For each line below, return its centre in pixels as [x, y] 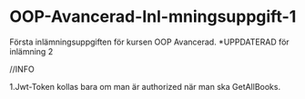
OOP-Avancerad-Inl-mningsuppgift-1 [153, 17]
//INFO [22, 69]
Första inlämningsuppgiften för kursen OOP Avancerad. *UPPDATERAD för [149, 42]
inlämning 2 [31, 51]
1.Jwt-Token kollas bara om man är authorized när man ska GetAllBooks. [145, 86]
